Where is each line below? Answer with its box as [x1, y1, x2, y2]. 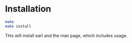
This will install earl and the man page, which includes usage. [5, 32, 128, 38]
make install [5, 24, 32, 29]
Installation [5, 3, 51, 14]
